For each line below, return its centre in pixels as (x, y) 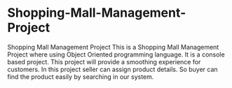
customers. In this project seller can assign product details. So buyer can (113, 69)
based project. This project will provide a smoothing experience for (104, 61)
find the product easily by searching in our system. (81, 76)
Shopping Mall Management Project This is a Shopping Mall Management (113, 47)
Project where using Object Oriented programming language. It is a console (116, 54)
